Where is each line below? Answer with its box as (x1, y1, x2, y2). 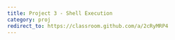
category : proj (7, 16, 51, 23)
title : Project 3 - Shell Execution (7, 9, 113, 17)
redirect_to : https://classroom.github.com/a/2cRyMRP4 (7, 22, 169, 29)
